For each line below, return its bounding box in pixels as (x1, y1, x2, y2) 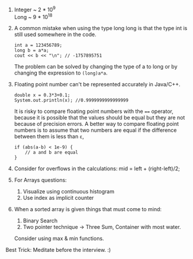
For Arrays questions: (14, 177, 67, 184)
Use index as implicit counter (22, 195, 94, 202)
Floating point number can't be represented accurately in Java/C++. (14, 81, 181, 88)
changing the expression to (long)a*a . (14, 69, 108, 76)
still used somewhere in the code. (14, 31, 96, 38)
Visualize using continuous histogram (22, 188, 115, 195)
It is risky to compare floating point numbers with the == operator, (14, 108, 174, 115)
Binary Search (22, 217, 58, 224)
